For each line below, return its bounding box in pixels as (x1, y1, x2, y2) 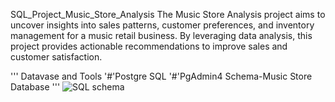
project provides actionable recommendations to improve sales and (10, 40, 288, 52)
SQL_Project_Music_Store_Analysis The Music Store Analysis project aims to (10, 9, 326, 20)
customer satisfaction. (10, 51, 103, 63)
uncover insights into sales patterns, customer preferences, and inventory (10, 19, 315, 31)
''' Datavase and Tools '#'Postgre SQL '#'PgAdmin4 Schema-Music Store (10, 70, 313, 82)
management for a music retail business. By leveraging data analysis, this (10, 30, 313, 41)
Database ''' (10, 81, 61, 93)
